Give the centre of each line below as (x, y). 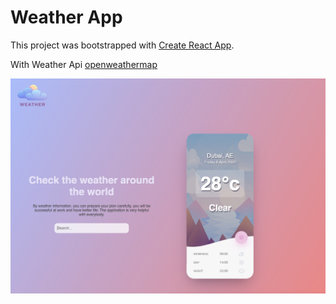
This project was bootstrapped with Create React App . (122, 45)
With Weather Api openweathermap (84, 64)
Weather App (66, 17)
